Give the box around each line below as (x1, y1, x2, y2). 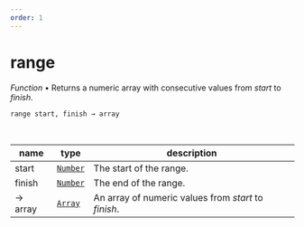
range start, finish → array (10, 109, 120, 118)
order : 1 (10, 13, 43, 23)
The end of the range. (93, 176, 186, 189)
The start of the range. (93, 162, 189, 175)
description (166, 147, 217, 159)
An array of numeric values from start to (93, 191, 264, 203)
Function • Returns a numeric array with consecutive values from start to (10, 82, 282, 93)
